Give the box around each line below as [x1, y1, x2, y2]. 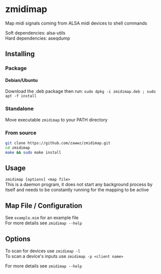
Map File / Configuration [5, 201, 82, 210]
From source [5, 129, 36, 136]
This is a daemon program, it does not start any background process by [5, 182, 153, 188]
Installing [5, 50, 35, 58]
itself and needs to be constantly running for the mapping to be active [5, 187, 149, 193]
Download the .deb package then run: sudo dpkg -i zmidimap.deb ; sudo [5, 88, 156, 94]
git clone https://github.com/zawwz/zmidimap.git [5, 141, 111, 146]
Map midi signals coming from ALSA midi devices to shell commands [5, 20, 147, 26]
